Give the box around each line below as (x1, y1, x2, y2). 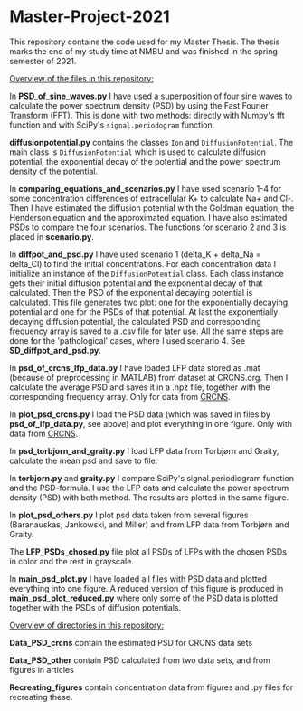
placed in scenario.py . (9, 231, 95, 242)
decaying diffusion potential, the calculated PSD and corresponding (9, 316, 262, 327)
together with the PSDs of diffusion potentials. (9, 602, 182, 612)
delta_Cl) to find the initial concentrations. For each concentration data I (9, 258, 277, 269)
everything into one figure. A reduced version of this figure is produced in (9, 583, 284, 593)
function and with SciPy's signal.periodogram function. (9, 119, 215, 130)
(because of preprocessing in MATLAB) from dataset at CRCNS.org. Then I (9, 372, 289, 383)
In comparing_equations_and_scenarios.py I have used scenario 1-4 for (9, 183, 282, 194)
